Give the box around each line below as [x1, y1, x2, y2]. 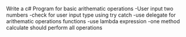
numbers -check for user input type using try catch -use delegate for [6, 11, 176, 18]
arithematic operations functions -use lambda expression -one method [6, 18, 180, 24]
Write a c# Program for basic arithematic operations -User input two [6, 5, 174, 12]
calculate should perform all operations [6, 24, 103, 31]
